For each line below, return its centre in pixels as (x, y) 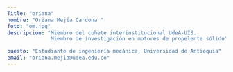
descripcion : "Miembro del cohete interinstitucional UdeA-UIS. (102, 33)
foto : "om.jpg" (29, 26)
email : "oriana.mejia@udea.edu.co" (59, 58)
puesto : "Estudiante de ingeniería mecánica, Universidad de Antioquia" (114, 51)
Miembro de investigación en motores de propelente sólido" (139, 39)
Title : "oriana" (31, 13)
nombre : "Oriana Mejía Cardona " (55, 20)
